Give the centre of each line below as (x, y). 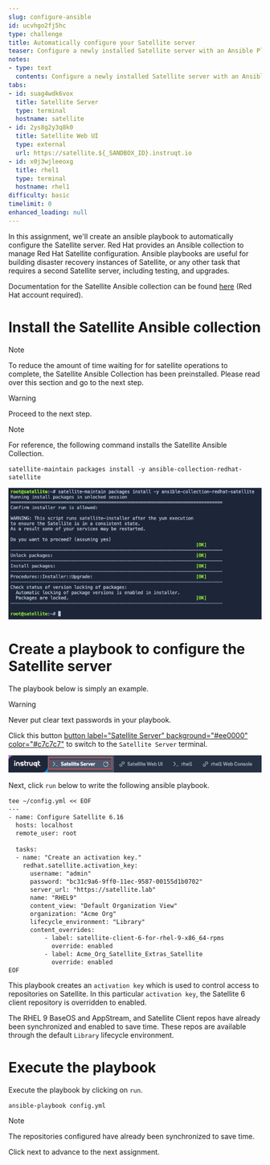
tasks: (27, 849)
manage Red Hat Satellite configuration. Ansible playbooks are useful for (129, 253)
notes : (19, 60)
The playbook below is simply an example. (79, 688)
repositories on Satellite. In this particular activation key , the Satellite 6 (127, 993)
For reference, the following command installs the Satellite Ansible (118, 445)
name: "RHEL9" (53, 898)
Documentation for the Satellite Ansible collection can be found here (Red (130, 286)
